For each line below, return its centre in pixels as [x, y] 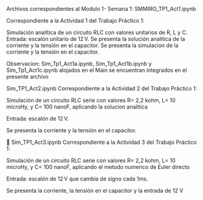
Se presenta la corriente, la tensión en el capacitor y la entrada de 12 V [95, 191]
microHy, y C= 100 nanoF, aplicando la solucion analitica [77, 107]
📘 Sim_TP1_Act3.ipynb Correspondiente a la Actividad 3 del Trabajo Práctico [101, 142]
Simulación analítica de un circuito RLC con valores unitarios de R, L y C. [97, 32]
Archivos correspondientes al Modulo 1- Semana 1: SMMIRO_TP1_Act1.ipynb [101, 9]
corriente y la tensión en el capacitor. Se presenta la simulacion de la [92, 45]
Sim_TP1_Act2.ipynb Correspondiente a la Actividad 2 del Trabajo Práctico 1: [102, 88]
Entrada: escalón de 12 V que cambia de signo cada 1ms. [77, 179]
